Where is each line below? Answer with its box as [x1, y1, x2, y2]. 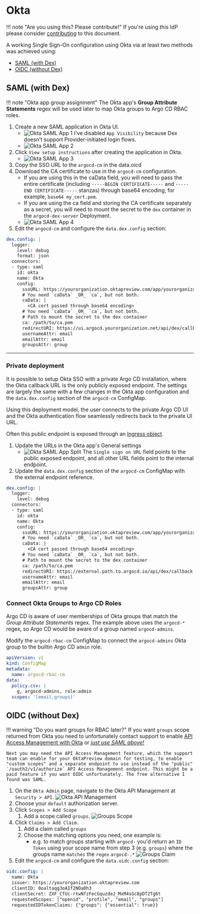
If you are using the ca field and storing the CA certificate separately [23, 199, 192, 206]
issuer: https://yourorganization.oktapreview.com [11, 880, 140, 886]
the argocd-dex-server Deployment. [23, 212, 111, 219]
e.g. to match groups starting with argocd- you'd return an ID [32, 838, 182, 845]
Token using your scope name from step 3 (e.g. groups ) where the [32, 844, 193, 852]
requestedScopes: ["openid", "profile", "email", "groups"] [11, 896, 164, 903]
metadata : [6, 666, 31, 672]
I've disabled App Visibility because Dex [73, 129, 177, 136]
